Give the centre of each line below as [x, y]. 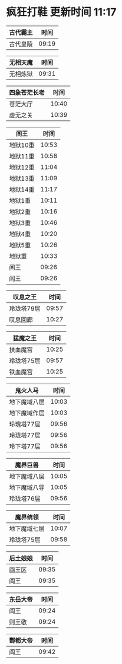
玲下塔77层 [25, 446]
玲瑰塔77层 [25, 424]
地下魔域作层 [27, 413]
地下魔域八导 [27, 487]
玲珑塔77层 [25, 435]
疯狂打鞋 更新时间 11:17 [61, 12]
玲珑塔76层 [25, 499]
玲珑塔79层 [25, 308]
